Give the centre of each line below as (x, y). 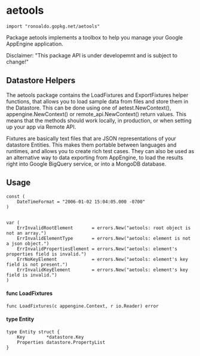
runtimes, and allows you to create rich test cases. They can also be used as (100, 151)
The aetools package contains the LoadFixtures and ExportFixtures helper (97, 95)
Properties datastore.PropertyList (61, 342)
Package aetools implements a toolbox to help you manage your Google (95, 37)
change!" (17, 62)
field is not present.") (37, 264)
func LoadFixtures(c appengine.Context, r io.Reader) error (83, 306)
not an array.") (26, 233)
